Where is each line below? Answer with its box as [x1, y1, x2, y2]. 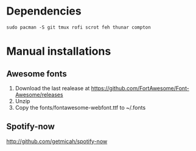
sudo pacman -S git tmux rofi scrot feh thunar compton [6, 24, 151, 30]
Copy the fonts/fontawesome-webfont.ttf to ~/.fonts [15, 104, 146, 111]
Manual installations [6, 44, 111, 58]
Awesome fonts [6, 69, 67, 79]
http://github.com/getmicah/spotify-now [6, 138, 108, 145]
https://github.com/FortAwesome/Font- [91, 84, 190, 92]
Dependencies [6, 4, 82, 18]
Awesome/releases [15, 91, 63, 98]
